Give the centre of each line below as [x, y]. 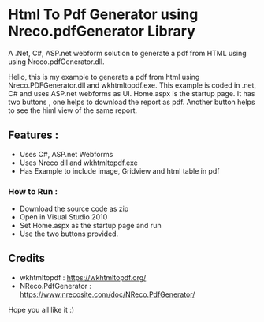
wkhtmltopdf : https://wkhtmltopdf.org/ [83, 277]
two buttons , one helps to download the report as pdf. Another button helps [132, 102]
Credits [27, 258]
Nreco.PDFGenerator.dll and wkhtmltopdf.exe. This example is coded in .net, [132, 85]
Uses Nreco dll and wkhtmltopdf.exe [78, 163]
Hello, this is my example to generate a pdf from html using [104, 77]
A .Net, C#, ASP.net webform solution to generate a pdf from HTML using [127, 53]
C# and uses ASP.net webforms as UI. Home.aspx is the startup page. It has [132, 93]
